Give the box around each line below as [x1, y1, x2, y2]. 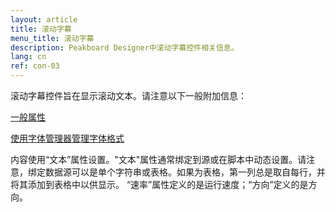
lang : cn [10, 52, 47, 62]
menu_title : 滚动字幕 [10, 33, 95, 43]
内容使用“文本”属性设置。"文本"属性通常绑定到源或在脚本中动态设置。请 [10, 154, 307, 165]
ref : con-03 [10, 61, 60, 71]
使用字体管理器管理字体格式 [10, 132, 125, 144]
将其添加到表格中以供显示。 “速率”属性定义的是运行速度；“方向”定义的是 [10, 179, 309, 190]
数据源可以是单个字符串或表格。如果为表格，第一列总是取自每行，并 [44, 166, 326, 178]
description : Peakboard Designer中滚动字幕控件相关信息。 [10, 42, 239, 53]
